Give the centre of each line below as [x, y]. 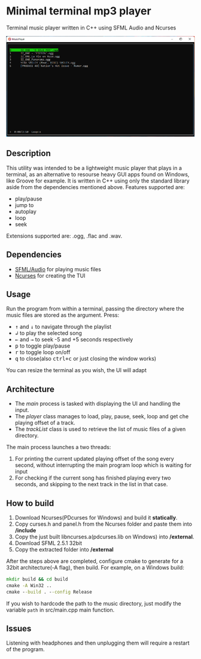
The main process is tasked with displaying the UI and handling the [98, 404]
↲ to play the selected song [48, 333]
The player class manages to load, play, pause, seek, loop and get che [102, 417]
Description [28, 153]
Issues [19, 628]
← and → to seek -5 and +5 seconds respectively [74, 340]
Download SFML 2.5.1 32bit [48, 543]
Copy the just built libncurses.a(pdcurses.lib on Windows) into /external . [104, 537]
